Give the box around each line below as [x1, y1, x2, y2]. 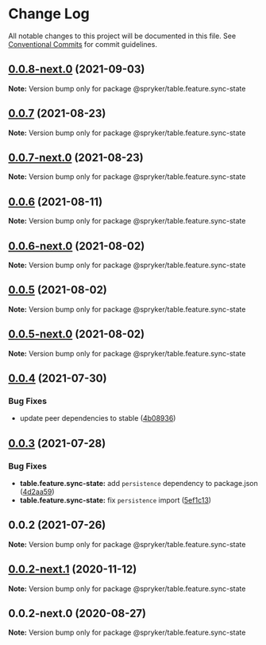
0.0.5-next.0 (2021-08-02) [8, 328, 145, 341]
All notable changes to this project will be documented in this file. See [8, 31, 237, 41]
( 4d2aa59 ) [19, 487, 55, 496]
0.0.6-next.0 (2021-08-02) [8, 239, 145, 253]
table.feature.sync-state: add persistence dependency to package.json [19, 479, 258, 488]
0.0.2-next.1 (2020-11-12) [8, 562, 137, 577]
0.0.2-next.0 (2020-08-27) [8, 607, 147, 620]
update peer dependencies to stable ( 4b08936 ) [19, 414, 176, 423]
